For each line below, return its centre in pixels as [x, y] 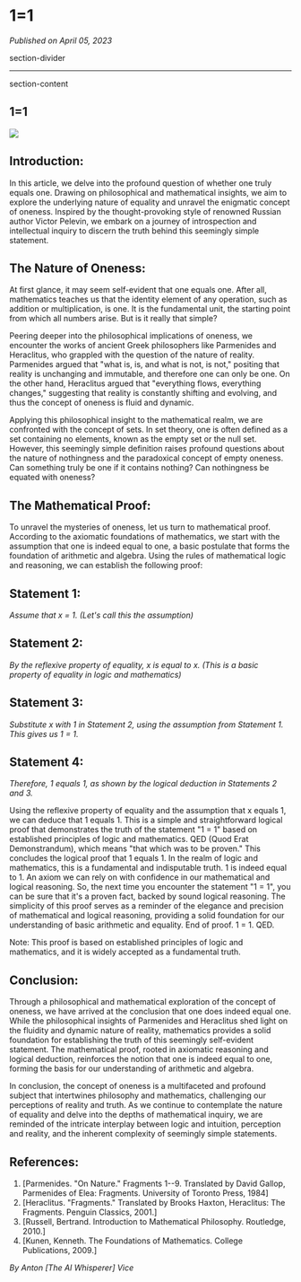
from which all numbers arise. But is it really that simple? [113, 319]
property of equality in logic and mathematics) [95, 674]
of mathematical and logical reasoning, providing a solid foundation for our [147, 916]
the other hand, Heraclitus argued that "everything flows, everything [135, 383]
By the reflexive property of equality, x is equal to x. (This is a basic [134, 664]
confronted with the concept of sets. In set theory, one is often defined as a [149, 430]
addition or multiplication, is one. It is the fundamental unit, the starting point [150, 309]
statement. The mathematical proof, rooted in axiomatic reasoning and [139, 1049]
